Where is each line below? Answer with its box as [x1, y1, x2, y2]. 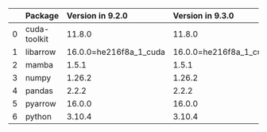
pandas [25, 85, 53, 96]
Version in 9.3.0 [172, 10, 234, 21]
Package [25, 10, 60, 21]
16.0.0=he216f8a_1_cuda [66, 47, 165, 57]
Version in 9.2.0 [66, 10, 129, 21]
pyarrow [25, 99, 57, 109]
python [25, 111, 52, 122]
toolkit [25, 33, 49, 45]
